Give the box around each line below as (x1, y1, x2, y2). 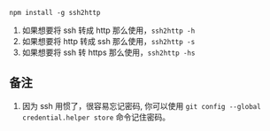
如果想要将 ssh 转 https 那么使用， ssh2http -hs (21, 47, 196, 58)
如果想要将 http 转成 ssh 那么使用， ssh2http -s (21, 36, 196, 46)
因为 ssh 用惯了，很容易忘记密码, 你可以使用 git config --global (21, 100, 261, 111)
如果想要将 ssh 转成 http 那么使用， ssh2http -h (21, 25, 196, 35)
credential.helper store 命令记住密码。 (21, 112, 171, 122)
